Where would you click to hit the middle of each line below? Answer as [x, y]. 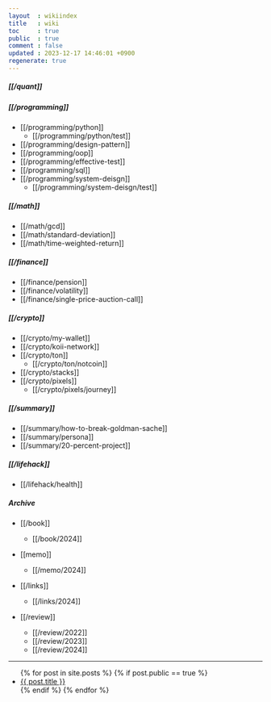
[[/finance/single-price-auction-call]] [81, 299]
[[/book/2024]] [57, 539]
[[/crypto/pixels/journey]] [74, 390]
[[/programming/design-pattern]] [75, 144]
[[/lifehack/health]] [51, 484]
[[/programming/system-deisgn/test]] [94, 187]
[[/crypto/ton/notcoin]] [70, 364]
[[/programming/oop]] [57, 153]
